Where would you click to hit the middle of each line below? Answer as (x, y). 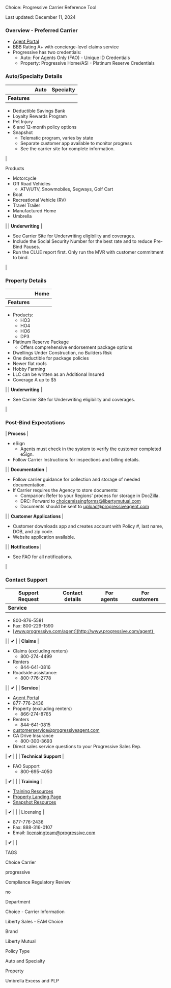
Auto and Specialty (25, 961)
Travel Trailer (26, 205)
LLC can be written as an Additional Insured (58, 374)
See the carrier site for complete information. (67, 148)
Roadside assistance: (35, 673)
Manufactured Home (34, 210)
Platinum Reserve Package (41, 342)
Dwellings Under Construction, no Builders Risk (62, 352)
